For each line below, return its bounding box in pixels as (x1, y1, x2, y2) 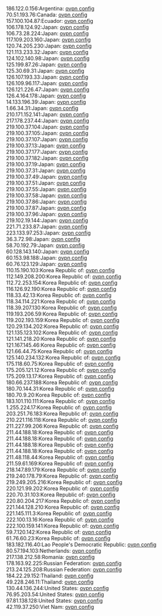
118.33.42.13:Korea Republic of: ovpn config (6, 292, 112, 299)
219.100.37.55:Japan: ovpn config (6, 186, 87, 192)
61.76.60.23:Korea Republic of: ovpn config (6, 535, 110, 541)
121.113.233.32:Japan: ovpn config (6, 49, 89, 55)
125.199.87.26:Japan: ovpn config (6, 61, 87, 68)
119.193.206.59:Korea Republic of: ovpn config (6, 310, 118, 317)
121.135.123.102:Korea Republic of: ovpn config (6, 329, 118, 336)
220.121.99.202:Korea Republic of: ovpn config (6, 485, 119, 492)
